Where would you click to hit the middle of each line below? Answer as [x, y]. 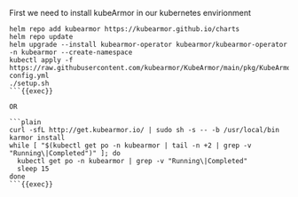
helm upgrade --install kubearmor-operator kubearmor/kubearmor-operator [149, 44]
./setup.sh [29, 83]
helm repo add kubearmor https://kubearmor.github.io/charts [125, 29]
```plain [25, 122]
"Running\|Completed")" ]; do [65, 154]
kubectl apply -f [41, 60]
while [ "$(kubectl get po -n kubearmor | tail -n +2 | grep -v [130, 146]
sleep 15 [33, 169]
